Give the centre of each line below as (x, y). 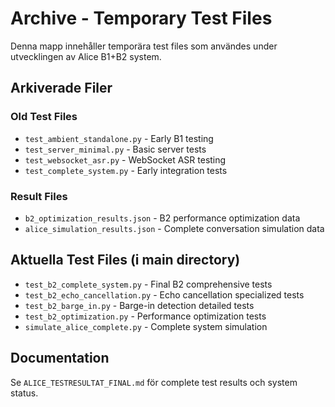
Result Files (39, 196)
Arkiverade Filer (61, 88)
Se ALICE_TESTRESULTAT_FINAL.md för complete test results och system (154, 382)
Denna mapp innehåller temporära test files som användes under (144, 46)
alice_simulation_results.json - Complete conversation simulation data (174, 228)
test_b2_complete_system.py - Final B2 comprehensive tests (148, 284)
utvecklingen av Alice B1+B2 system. (86, 56)
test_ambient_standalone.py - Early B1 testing (119, 138)
